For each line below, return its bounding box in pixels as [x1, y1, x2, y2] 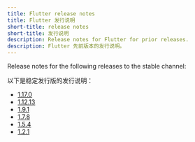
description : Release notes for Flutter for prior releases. [7, 36, 189, 43]
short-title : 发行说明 [7, 29, 69, 37]
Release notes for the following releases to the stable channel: [7, 62, 187, 70]
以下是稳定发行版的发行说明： [7, 76, 93, 85]
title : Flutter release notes [7, 10, 96, 17]
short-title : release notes [7, 23, 89, 30]
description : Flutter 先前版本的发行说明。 [7, 43, 126, 50]
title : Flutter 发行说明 [7, 17, 75, 24]
